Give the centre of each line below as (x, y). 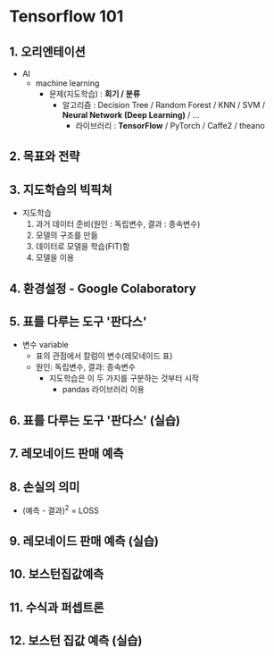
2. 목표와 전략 (45, 157)
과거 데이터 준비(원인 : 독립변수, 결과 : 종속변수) (118, 224)
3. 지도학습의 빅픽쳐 (61, 189)
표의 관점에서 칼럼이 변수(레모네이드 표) (104, 356)
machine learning (67, 83)
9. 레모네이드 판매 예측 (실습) (84, 541)
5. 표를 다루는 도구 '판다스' (78, 321)
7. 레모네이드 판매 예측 (66, 454)
